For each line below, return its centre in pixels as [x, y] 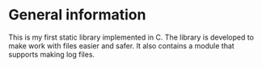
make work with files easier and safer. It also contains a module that [121, 45]
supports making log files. [52, 54]
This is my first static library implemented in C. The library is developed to [131, 37]
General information [77, 15]
